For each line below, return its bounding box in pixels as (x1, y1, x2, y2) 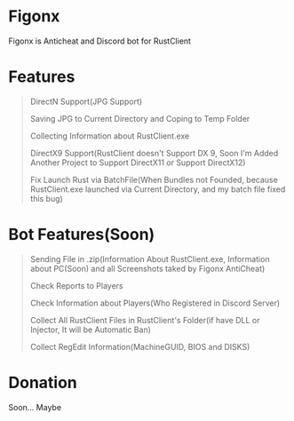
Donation (8, 373, 77, 393)
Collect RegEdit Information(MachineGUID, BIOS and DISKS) (29, 341, 250, 352)
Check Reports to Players (29, 280, 123, 290)
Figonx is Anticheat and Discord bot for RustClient (8, 36, 192, 46)
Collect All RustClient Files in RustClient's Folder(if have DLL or (29, 314, 260, 325)
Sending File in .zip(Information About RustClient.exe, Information (29, 253, 270, 264)
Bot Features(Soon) (8, 225, 155, 245)
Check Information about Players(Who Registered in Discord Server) (29, 298, 281, 308)
